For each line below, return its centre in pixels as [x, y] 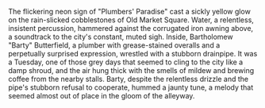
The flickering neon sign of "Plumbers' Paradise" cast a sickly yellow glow [130, 12]
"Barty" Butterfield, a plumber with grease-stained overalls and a [114, 45]
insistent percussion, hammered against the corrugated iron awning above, [131, 28]
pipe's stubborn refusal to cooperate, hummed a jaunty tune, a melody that [131, 87]
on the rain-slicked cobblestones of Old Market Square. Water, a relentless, [131, 20]
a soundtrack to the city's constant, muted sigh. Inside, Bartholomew [121, 37]
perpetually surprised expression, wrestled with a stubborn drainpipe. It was [133, 54]
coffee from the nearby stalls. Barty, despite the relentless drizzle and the [128, 79]
